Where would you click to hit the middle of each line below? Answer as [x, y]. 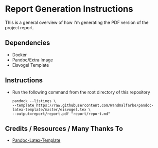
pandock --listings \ [34, 101]
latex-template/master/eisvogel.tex [49, 110]
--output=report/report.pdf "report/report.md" [61, 114]
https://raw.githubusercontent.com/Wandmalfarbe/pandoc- [95, 105]
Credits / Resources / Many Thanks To [64, 128]
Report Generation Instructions [69, 9]
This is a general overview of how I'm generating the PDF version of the [77, 22]
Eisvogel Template [30, 65]
